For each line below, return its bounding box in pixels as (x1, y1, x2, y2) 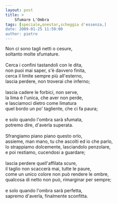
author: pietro (5, 31, 38, 36)
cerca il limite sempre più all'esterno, (5, 73, 83, 79)
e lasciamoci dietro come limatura (5, 100, 77, 106)
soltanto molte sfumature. (5, 51, 60, 57)
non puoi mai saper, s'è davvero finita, (5, 67, 86, 73)
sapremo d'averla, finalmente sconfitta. (5, 193, 88, 199)
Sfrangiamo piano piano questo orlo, (5, 133, 83, 139)
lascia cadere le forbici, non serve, (5, 89, 78, 95)
